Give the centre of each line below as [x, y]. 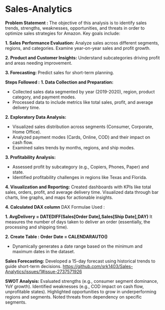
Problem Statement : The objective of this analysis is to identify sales [76, 23]
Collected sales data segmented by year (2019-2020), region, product [83, 91]
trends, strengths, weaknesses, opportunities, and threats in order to [75, 28]
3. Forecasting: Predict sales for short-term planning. [60, 72]
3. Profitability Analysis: [30, 157]
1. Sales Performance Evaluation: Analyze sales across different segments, [82, 43]
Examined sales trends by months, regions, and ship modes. [73, 147]
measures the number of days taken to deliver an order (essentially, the [78, 221]
